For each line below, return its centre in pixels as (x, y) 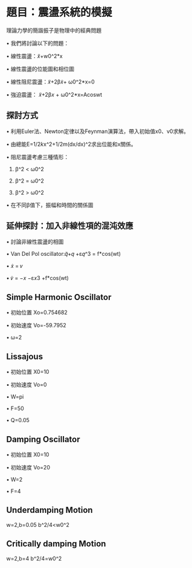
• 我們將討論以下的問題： (38, 43)
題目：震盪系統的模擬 (59, 12)
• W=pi (15, 397)
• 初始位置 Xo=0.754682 (37, 313)
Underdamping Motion (50, 510)
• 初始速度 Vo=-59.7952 (36, 325)
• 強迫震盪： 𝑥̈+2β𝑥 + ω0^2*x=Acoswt (54, 94)
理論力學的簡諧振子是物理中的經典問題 (54, 30)
